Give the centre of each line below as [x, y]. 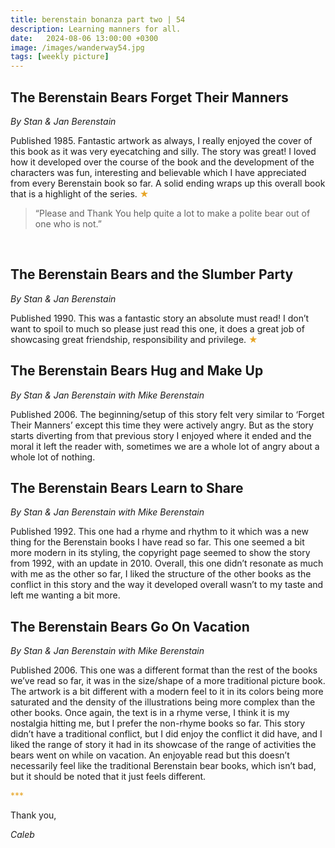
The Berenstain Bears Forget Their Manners [149, 97]
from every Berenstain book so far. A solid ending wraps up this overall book [168, 183]
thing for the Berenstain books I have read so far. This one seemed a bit [157, 542]
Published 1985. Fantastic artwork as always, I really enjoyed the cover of [161, 140]
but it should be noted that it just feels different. [108, 777]
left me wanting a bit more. [65, 595]
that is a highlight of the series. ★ [80, 193]
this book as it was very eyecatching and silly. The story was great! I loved [163, 151]
